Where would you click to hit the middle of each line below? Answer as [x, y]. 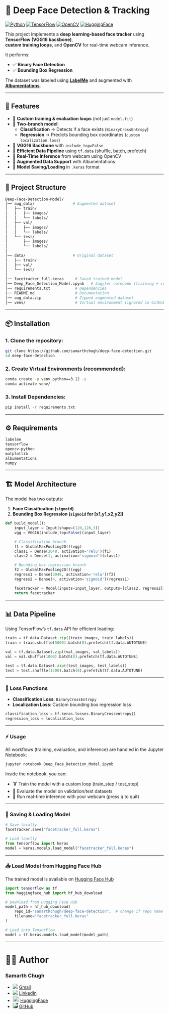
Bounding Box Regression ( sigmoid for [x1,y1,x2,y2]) [68, 514]
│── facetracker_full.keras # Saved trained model [64, 279]
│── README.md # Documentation [57, 293]
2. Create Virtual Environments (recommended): [65, 369]
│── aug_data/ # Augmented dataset [60, 204]
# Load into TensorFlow [30, 930]
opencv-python [20, 449]
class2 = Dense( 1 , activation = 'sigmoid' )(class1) [67, 556]
